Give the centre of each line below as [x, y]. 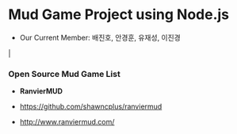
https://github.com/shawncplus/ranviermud [91, 107]
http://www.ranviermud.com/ [67, 122]
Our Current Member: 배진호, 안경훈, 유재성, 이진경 [100, 37]
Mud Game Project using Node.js [119, 15]
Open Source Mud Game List [64, 74]
